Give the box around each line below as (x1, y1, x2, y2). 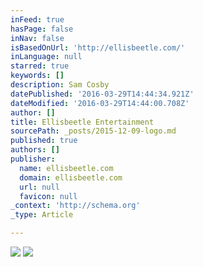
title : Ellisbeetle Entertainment (10, 117, 155, 127)
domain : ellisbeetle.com (19, 172, 123, 183)
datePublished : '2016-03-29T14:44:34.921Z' (10, 89, 195, 99)
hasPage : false (10, 24, 74, 34)
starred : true (10, 61, 70, 71)
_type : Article (10, 210, 74, 220)
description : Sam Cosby (10, 80, 110, 90)
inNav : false (10, 33, 65, 43)
